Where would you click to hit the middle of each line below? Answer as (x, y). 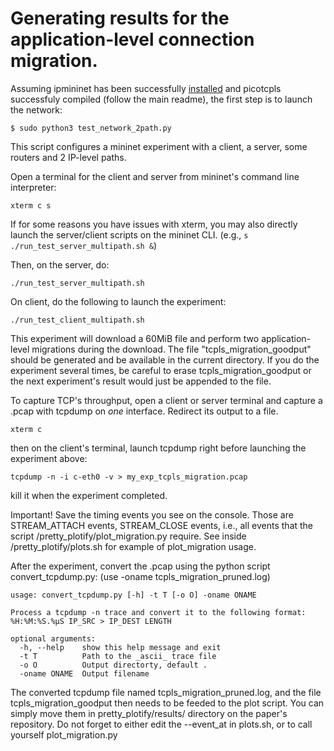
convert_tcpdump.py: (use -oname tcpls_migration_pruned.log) (140, 576)
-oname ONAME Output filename (84, 673)
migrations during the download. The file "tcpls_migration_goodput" (171, 349)
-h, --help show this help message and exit (120, 647)
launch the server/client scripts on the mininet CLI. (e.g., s (129, 234)
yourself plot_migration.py (64, 734)
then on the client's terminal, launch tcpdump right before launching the (158, 448)
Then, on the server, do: (60, 264)
